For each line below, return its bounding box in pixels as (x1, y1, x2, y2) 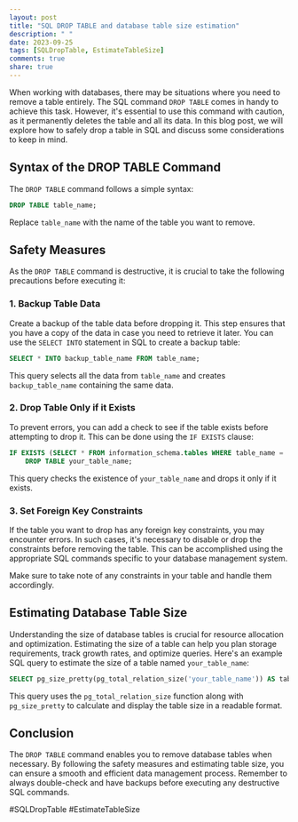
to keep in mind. (9, 134, 68, 145)
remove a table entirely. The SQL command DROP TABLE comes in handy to (9, 96, 279, 107)
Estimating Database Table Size (9, 605, 188, 620)
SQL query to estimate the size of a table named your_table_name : (9, 657, 250, 667)
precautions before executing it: (9, 275, 126, 286)
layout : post (9, 12, 58, 22)
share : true (9, 63, 53, 72)
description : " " (9, 29, 74, 38)
